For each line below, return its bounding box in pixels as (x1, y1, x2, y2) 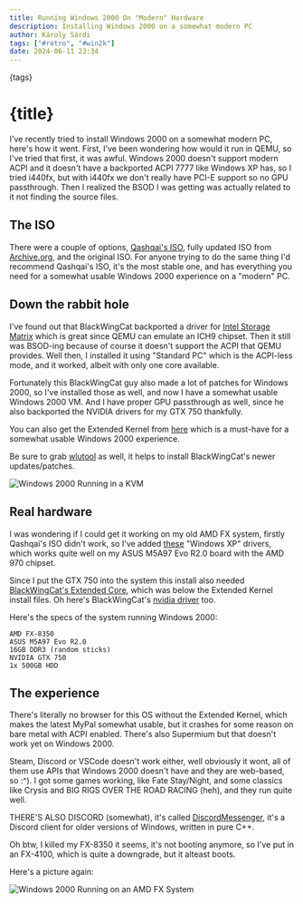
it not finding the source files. (9, 191, 119, 202)
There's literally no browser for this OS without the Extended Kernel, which (9, 709, 288, 721)
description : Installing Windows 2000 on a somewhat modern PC (9, 22, 253, 31)
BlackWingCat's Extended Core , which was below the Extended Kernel (9, 584, 273, 595)
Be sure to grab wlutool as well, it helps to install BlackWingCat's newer (9, 451, 276, 462)
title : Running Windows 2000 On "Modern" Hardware (9, 13, 204, 23)
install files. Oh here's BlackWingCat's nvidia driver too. (9, 594, 216, 605)
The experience (9, 685, 100, 701)
